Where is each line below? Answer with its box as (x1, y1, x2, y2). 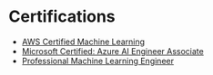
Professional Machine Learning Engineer (21, 55, 175, 66)
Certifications (8, 6, 116, 27)
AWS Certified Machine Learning (21, 36, 146, 47)
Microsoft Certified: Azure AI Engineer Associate (21, 45, 204, 56)
